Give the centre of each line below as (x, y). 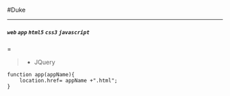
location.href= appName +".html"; (68, 80)
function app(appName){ (41, 74)
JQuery (45, 62)
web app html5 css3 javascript (49, 32)
